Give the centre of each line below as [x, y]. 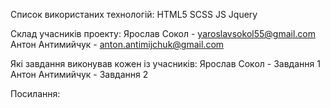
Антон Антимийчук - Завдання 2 [79, 74]
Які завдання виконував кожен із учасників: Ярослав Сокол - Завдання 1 [165, 63]
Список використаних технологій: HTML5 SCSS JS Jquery [134, 14]
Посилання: [35, 93]
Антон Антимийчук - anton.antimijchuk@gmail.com [117, 44]
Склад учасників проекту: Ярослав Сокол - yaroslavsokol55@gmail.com [163, 33]
